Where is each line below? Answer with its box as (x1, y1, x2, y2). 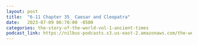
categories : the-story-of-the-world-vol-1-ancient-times (6, 25, 149, 31)
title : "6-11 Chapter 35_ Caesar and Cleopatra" (6, 14, 131, 20)
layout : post (6, 8, 38, 15)
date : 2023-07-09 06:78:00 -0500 (6, 19, 94, 25)
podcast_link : (6, 30, 41, 36)
